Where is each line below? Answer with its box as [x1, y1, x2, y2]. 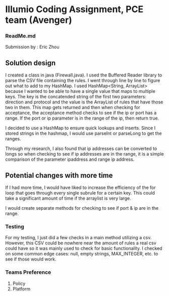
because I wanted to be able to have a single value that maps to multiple [5, 88, 155, 94]
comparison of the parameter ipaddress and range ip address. [5, 156, 135, 163]
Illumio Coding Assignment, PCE [5, 4, 144, 15]
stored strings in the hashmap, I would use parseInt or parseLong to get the [5, 130, 162, 136]
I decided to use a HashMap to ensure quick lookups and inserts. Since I [5, 125, 155, 131]
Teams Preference [5, 269, 51, 276]
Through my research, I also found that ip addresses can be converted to [5, 145, 157, 152]
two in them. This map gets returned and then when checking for [5, 104, 140, 110]
